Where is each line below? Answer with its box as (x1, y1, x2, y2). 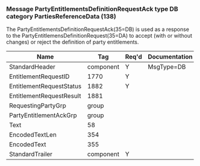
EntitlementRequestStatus (9, 82, 82, 91)
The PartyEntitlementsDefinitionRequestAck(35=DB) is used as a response (6, 26, 189, 33)
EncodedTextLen (9, 131, 57, 139)
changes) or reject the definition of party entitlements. (6, 38, 139, 46)
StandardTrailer (9, 150, 52, 158)
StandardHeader (9, 63, 55, 71)
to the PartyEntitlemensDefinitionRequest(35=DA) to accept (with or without (6, 32, 192, 39)
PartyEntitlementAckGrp (9, 111, 77, 119)
